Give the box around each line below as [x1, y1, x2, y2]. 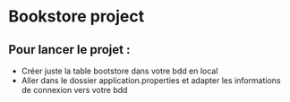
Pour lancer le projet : [8, 42, 131, 57]
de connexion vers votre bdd [21, 85, 128, 95]
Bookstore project [8, 6, 145, 27]
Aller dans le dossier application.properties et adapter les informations [21, 75, 281, 86]
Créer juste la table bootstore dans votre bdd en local [21, 65, 218, 76]
